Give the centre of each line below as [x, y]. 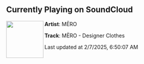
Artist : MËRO [61, 24]
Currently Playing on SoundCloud [70, 10]
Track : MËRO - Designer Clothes [84, 36]
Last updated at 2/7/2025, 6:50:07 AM [91, 47]
